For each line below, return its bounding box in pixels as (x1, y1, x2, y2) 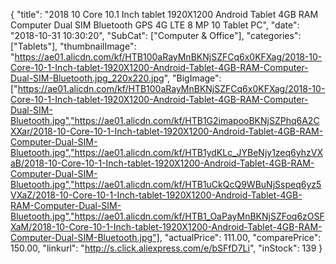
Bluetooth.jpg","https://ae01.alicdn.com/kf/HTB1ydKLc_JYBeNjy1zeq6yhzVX (10, 147, 323, 158)
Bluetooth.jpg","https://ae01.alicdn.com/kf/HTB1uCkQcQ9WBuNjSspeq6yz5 (10, 179, 322, 190)
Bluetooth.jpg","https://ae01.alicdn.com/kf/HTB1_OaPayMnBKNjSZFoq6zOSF (10, 210, 325, 222)
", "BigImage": (163, 72, 222, 84)
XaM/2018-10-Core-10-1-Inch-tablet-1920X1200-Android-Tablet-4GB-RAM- (10, 221, 323, 233)
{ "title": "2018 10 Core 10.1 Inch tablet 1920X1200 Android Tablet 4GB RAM (10, 9, 319, 20)
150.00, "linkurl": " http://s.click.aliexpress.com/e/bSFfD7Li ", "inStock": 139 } (10, 242, 323, 254)
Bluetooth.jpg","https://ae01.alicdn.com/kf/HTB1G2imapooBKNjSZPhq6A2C (10, 115, 320, 126)
